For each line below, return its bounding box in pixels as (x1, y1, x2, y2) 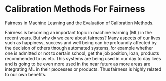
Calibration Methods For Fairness (5, 3, 145, 15)
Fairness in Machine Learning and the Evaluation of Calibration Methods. (5, 20, 154, 26)
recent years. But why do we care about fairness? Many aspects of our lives (5, 35, 161, 40)
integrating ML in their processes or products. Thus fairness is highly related (5, 66, 162, 72)
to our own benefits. (5, 71, 47, 77)
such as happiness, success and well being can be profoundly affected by (5, 40, 157, 45)
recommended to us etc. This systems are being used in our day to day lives (5, 55, 161, 61)
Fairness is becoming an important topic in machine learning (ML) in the (5, 29, 152, 35)
